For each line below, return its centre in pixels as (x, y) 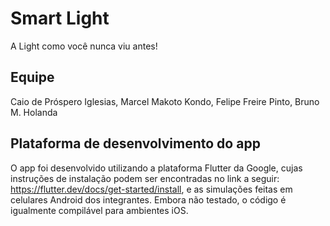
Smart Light (60, 18)
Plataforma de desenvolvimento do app (135, 143)
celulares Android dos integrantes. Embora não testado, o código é (148, 199)
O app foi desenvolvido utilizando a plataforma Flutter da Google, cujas (156, 168)
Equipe (32, 77)
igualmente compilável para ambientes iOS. (99, 210)
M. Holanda (34, 112)
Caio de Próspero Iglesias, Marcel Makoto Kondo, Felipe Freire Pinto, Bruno (165, 101)
